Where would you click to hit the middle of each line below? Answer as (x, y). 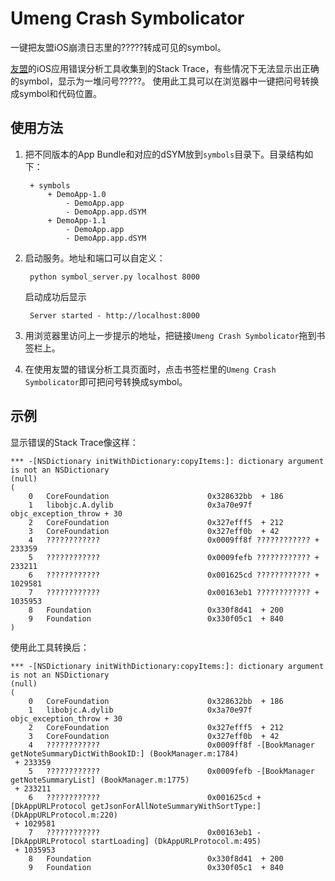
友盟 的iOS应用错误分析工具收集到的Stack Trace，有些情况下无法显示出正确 (165, 68)
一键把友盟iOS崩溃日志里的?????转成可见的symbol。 (118, 47)
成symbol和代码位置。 (56, 93)
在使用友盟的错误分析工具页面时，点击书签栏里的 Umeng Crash (150, 369)
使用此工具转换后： (50, 647)
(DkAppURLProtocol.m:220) (64, 815)
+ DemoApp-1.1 (77, 220)
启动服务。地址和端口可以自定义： (95, 258)
